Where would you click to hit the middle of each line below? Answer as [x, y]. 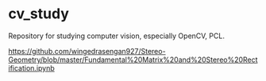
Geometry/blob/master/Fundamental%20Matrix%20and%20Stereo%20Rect [133, 60]
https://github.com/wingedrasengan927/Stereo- [87, 51]
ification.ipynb [32, 67]
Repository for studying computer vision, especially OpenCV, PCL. [116, 36]
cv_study [39, 14]
